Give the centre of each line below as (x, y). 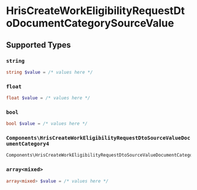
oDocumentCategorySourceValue (90, 23)
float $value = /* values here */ (48, 98)
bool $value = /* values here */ (47, 124)
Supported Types (39, 45)
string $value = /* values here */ (50, 72)
